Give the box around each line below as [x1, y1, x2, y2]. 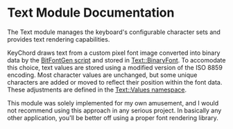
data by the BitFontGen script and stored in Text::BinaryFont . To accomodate [7, 55, 226, 64]
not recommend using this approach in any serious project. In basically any [7, 106, 222, 114]
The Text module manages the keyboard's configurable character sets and [7, 28, 221, 36]
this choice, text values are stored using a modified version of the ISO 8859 [7, 63, 223, 71]
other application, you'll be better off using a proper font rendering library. [7, 113, 218, 122]
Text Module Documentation [7, 5, 175, 21]
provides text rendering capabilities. [7, 35, 110, 43]
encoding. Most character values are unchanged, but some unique [7, 71, 198, 79]
